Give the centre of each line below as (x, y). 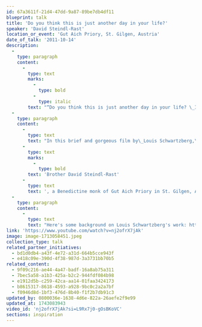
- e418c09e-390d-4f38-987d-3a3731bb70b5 (63, 259)
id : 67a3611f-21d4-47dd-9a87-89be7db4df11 (60, 12)
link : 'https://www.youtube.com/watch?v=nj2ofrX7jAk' (75, 230)
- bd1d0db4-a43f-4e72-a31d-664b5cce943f (63, 253)
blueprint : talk (26, 17)
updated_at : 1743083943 (36, 303)
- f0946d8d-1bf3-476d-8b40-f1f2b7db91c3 (63, 292)
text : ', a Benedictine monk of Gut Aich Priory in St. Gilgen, (110, 191)
